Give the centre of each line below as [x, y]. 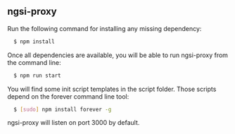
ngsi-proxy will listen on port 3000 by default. [74, 123]
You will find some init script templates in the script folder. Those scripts [112, 89]
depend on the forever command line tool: [68, 96]
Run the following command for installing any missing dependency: [104, 28]
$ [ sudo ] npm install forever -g [63, 109]
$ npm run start [37, 75]
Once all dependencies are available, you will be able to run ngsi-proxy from [118, 55]
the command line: [34, 62]
